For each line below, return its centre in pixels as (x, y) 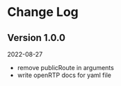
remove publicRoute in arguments (66, 68)
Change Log (43, 12)
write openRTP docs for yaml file (64, 75)
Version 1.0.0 (37, 38)
